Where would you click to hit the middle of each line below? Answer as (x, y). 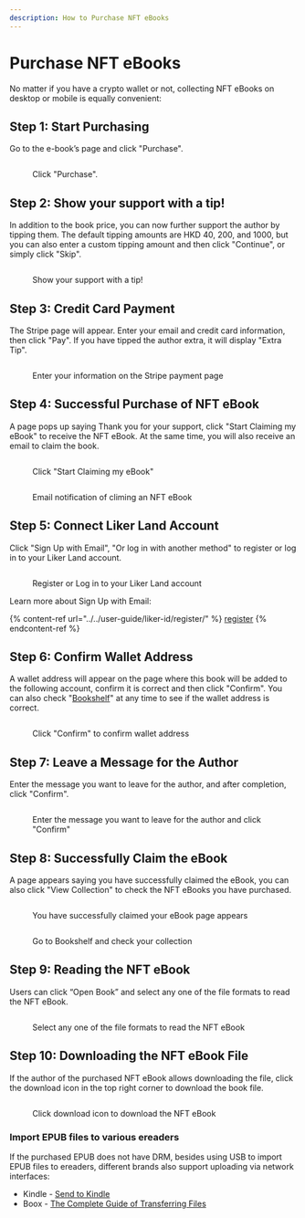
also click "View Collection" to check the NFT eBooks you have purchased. (151, 890)
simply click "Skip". (46, 254)
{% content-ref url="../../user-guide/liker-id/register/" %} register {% (138, 618)
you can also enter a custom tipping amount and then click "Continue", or (147, 245)
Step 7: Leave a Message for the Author (124, 762)
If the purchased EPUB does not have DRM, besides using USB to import (146, 1157)
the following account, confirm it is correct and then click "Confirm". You (146, 688)
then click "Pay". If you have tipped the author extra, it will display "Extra (146, 340)
